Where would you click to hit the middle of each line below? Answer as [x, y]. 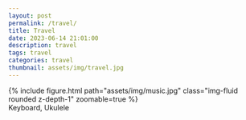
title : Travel [32, 30]
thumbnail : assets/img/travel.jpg [66, 68]
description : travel [43, 46]
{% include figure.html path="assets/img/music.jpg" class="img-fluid [123, 90]
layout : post [30, 16]
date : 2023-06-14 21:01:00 [53, 38]
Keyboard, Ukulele [39, 107]
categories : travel [41, 61]
